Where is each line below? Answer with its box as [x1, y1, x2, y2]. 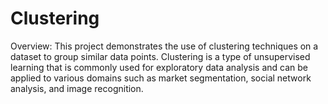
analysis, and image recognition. [10, 82, 144, 94]
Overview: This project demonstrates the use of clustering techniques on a [10, 40, 319, 52]
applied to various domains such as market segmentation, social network [10, 72, 312, 84]
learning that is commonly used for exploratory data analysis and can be [10, 61, 309, 73]
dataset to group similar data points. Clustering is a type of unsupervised [10, 50, 311, 62]
